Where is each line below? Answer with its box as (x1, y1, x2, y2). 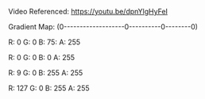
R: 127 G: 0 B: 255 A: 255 (8, 83, 90, 93)
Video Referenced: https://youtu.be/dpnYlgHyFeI (8, 7, 168, 16)
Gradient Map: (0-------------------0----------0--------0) (8, 22, 199, 31)
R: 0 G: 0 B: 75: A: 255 (8, 37, 81, 47)
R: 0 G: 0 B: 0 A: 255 (8, 53, 75, 62)
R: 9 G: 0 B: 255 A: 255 (8, 68, 83, 78)
